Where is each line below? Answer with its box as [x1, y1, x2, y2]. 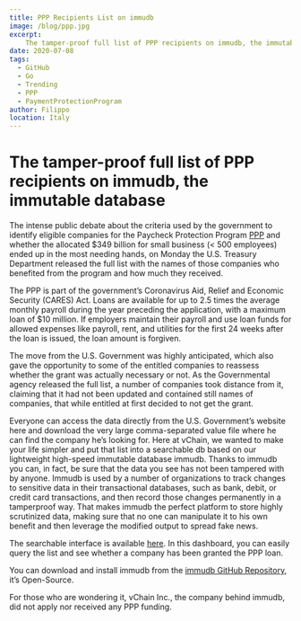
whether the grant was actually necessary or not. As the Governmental [9, 369, 271, 380]
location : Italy [9, 113, 70, 122]
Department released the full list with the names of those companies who [9, 258, 280, 270]
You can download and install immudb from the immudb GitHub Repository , [9, 565, 288, 576]
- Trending [17, 80, 58, 89]
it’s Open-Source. [9, 574, 74, 585]
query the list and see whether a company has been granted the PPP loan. [9, 547, 284, 558]
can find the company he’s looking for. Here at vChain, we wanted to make [9, 435, 284, 446]
